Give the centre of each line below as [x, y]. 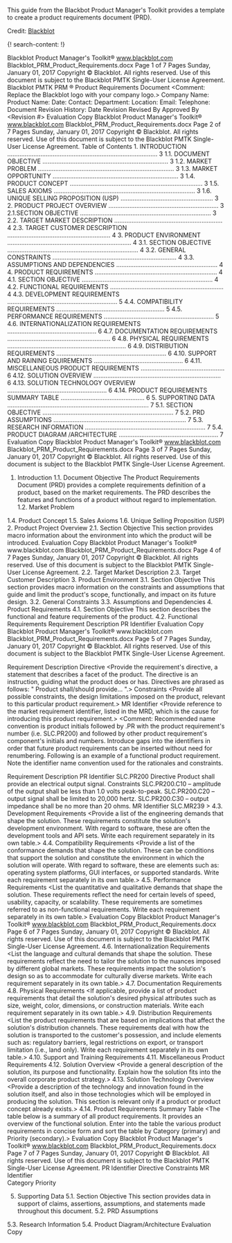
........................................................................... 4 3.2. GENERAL [97, 250]
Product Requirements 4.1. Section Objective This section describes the [109, 609]
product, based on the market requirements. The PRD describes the [114, 492]
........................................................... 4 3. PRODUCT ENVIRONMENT [104, 235]
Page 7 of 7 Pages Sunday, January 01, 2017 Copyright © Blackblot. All [108, 1153]
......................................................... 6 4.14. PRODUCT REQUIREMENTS [107, 390]
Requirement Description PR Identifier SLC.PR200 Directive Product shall [111, 777]
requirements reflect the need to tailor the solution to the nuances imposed [114, 961]
